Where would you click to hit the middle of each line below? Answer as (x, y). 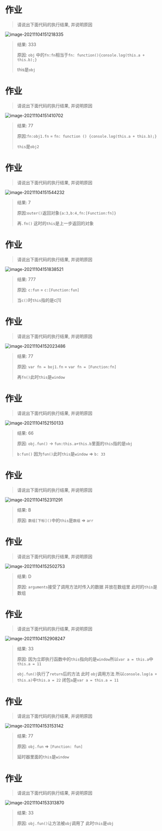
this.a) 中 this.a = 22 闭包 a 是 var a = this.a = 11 (68, 680)
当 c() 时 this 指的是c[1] (39, 300)
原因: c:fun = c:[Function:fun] (48, 290)
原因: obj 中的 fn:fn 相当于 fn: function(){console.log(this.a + (81, 55)
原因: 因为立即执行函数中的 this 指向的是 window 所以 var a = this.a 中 (85, 659)
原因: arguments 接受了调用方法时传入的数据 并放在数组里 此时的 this (85, 587)
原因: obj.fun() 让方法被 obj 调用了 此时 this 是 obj (65, 823)
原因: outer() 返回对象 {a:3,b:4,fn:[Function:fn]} (67, 213)
